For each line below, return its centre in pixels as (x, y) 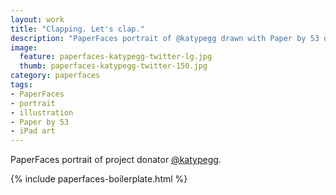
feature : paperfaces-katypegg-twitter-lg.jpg (116, 57)
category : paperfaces (55, 76)
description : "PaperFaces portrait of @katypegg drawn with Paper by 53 (165, 38)
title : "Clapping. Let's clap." (77, 29)
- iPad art (33, 131)
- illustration (42, 112)
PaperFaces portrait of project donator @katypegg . (116, 160)
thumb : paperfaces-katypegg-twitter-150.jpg (113, 66)
